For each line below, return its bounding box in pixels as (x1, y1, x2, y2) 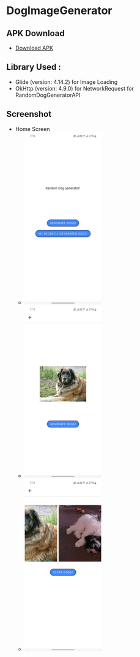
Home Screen (15, 125, 50, 132)
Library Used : (6, 62, 61, 72)
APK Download (6, 28, 65, 39)
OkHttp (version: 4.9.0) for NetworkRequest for (15, 84, 134, 92)
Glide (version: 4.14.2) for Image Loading (15, 78, 118, 86)
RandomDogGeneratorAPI (15, 91, 81, 99)
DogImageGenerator (6, 4, 112, 18)
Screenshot (6, 109, 52, 119)
